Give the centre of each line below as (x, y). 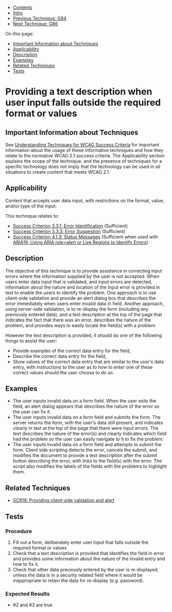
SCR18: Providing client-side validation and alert (63, 501)
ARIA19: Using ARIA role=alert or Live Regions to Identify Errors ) (80, 242)
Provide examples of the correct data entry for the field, (72, 351)
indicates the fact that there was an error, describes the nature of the (78, 320)
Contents (22, 7)
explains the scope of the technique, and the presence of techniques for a (84, 161)
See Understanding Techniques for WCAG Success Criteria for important (82, 145)
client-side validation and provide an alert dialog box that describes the (81, 298)
